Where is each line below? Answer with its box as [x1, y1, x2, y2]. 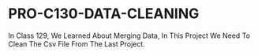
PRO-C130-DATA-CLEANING [8, 5, 200, 23]
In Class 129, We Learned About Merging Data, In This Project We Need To [8, 31, 251, 40]
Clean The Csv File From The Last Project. [8, 39, 146, 48]
